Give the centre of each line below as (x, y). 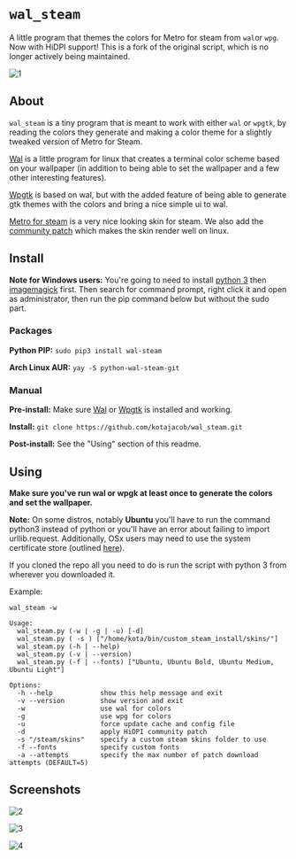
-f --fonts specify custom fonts (98, 747)
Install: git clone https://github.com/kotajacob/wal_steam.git (126, 427)
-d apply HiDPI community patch (112, 731)
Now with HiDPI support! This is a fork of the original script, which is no (139, 47)
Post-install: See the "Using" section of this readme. (105, 444)
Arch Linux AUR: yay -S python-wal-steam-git (95, 367)
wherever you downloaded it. (62, 574)
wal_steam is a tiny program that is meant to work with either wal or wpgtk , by (148, 122)
